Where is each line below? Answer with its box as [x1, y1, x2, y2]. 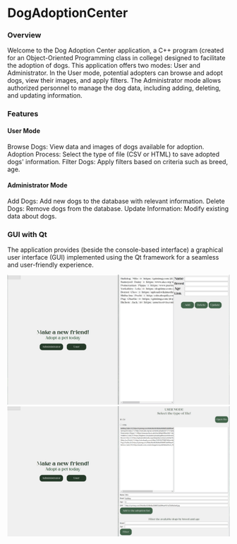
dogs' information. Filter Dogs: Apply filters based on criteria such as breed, [7, 157, 228, 166]
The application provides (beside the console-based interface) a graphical [7, 245, 224, 254]
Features [7, 109, 39, 119]
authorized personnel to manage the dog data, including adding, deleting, [7, 83, 221, 93]
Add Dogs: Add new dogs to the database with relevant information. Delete [7, 197, 226, 205]
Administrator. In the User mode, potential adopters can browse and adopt [7, 69, 224, 77]
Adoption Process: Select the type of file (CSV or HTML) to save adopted [7, 150, 220, 158]
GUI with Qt [7, 229, 47, 239]
